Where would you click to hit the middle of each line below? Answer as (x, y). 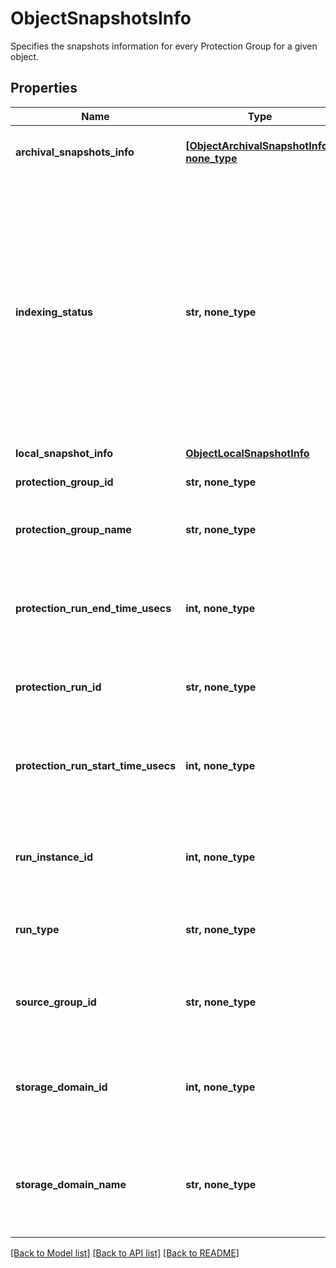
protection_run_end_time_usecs (93, 608)
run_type (37, 929)
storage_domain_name (71, 1184)
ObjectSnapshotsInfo (101, 18)
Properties (44, 88)
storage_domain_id (61, 1087)
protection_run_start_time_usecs (96, 765)
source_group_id (56, 1002)
